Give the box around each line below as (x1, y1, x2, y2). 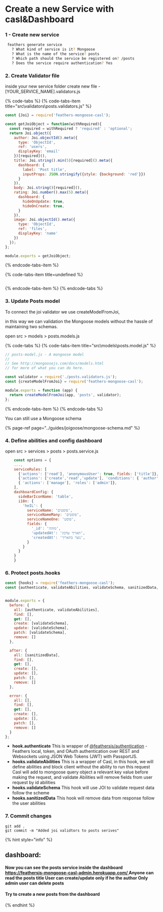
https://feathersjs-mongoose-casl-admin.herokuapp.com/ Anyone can (5, 869, 154, 875)
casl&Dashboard (5, 14, 74, 25)
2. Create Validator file (5, 72, 60, 79)
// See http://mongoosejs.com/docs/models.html (5, 361, 104, 366)
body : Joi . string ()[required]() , (14, 185, 82, 191)
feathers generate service (7, 43, 63, 48)
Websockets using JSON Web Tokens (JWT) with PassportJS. (12, 753, 138, 760)
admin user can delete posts (5, 880, 65, 886)
